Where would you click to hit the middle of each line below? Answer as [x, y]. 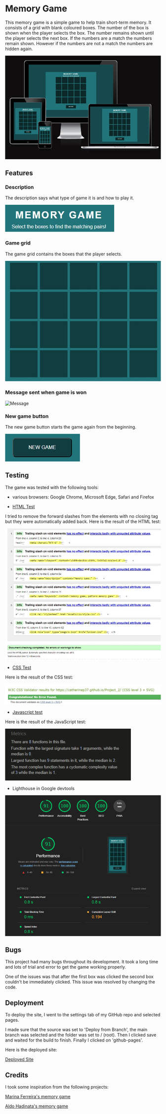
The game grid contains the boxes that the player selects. [64, 254]
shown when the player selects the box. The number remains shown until [80, 33]
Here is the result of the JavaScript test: [46, 722]
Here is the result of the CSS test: [39, 677]
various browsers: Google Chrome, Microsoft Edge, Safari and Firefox [83, 497]
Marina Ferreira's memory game [38, 1096]
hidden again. [19, 49]
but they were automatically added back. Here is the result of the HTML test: [83, 521]
